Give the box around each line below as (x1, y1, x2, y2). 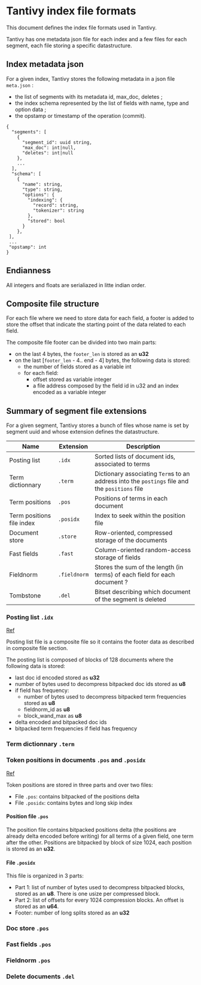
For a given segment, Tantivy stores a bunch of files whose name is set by (6, 422, 190, 429)
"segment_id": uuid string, (22, 139, 93, 145)
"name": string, (22, 181, 63, 187)
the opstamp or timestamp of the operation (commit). (14, 112, 147, 119)
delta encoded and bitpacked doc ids (14, 719, 107, 726)
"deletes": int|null (22, 150, 74, 156)
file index (9, 519, 35, 527)
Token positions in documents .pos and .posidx (6, 756, 146, 764)
